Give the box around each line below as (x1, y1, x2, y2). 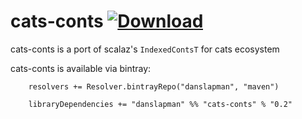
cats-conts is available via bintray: (10, 62, 152, 74)
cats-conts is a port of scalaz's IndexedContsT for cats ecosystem (10, 43, 280, 55)
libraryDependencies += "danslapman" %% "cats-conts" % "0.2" (28, 99, 293, 109)
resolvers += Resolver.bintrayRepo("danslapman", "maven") (28, 81, 280, 92)
